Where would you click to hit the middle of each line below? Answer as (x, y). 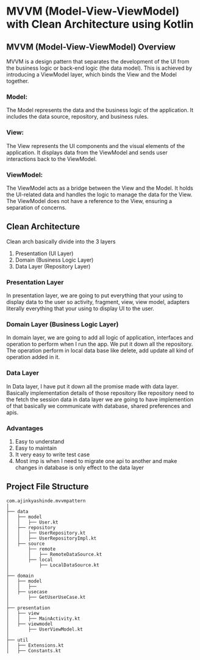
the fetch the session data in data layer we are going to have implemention (100, 399)
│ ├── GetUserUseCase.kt (46, 597)
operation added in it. (33, 357)
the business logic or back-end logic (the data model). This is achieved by (99, 68)
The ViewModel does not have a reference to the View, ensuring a (89, 201)
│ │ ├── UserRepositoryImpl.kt (52, 538)
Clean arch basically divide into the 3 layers (61, 241)
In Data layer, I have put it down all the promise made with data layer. (92, 386)
